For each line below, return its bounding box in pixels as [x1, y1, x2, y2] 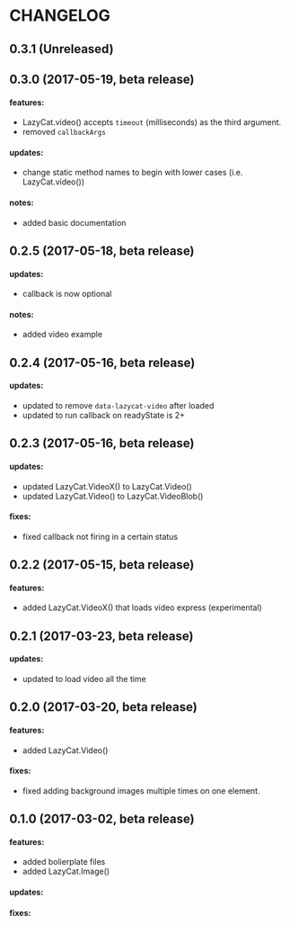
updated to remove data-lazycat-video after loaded [22, 400, 215, 410]
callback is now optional [22, 289, 112, 300]
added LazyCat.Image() [22, 866, 110, 877]
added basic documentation [22, 217, 127, 228]
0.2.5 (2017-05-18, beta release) [9, 243, 195, 258]
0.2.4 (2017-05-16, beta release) [9, 355, 196, 370]
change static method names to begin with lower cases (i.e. [22, 167, 243, 178]
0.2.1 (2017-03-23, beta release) [9, 628, 194, 643]
